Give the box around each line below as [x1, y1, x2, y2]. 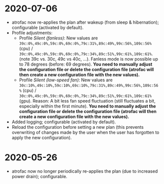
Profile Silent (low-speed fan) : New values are [19, 77, 113, 83]
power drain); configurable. [11, 173, 67, 179]
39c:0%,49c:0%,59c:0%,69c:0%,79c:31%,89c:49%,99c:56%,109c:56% [19, 41, 152, 46]
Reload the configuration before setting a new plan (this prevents [11, 124, 144, 130]
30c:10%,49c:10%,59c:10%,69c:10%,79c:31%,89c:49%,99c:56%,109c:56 [19, 83, 159, 88]
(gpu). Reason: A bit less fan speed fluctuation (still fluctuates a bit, [19, 98, 156, 104]
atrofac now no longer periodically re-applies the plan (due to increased [11, 168, 158, 174]
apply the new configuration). [11, 134, 72, 141]
